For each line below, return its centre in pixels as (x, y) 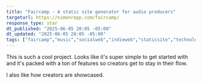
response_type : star (32, 23)
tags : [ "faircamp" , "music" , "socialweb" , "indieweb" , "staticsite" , (90, 40)
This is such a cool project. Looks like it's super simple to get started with (97, 57)
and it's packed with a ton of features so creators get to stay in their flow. (97, 63)
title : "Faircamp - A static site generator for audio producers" (91, 12)
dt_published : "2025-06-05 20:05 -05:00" (59, 29)
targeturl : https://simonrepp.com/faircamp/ (63, 17)
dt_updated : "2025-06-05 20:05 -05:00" (56, 34)
